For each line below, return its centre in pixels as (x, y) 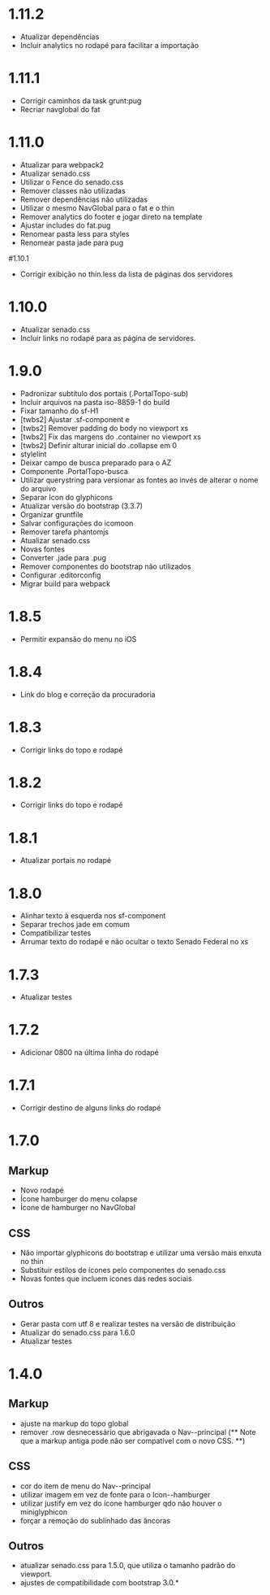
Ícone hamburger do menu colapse (79, 1199)
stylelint (33, 454)
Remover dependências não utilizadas (84, 199)
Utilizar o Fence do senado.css (72, 182)
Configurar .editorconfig (60, 575)
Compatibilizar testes (56, 933)
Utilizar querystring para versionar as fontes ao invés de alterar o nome (139, 480)
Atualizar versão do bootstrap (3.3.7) (81, 506)
